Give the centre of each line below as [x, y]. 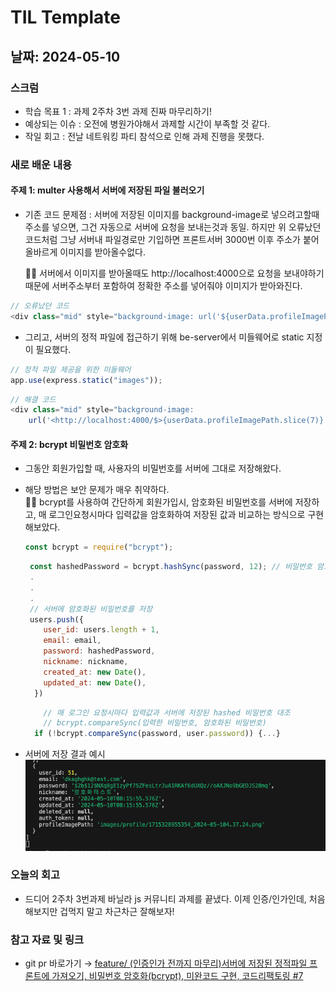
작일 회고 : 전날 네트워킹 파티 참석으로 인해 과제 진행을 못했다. [144, 136]
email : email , [72, 641]
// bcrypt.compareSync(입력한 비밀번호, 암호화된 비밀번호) [155, 723]
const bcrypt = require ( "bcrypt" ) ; [99, 547]
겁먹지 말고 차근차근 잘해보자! [117, 911]
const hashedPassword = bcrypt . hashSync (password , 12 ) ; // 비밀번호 [171, 567]
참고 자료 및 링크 [47, 939]
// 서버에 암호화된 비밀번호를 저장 [91, 609]
